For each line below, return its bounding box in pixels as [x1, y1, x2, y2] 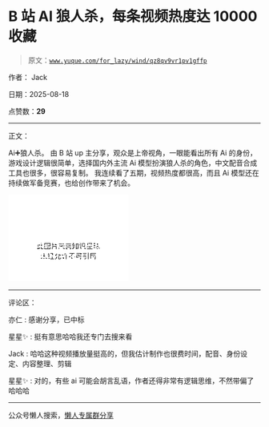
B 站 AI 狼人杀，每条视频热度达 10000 [8, 7, 258, 26]
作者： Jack [8, 72, 48, 82]
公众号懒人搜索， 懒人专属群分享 [8, 410, 114, 420]
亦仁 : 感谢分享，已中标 [8, 314, 85, 324]
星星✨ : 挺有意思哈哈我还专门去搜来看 [8, 332, 133, 341]
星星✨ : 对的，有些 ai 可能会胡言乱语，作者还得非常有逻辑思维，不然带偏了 [8, 376, 255, 385]
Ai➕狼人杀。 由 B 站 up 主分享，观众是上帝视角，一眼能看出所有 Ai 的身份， [8, 147, 258, 157]
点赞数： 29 [8, 106, 46, 116]
